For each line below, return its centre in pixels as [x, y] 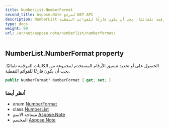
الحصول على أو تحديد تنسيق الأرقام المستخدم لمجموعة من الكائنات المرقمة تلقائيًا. [82, 65]
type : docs [17, 24]
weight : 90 [17, 29]
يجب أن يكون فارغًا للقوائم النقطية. [38, 71]
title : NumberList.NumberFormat [39, 10]
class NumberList [31, 109]
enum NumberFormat [35, 104]
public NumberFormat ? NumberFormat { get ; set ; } [58, 80]
